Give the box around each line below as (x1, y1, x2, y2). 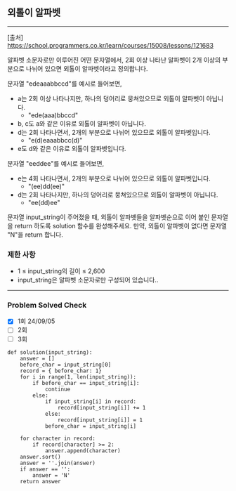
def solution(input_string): (7, 348, 93, 356)
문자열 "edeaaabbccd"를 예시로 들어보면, (7, 79, 122, 88)
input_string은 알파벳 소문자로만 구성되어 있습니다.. (17, 276, 159, 284)
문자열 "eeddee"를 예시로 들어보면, (7, 159, 105, 167)
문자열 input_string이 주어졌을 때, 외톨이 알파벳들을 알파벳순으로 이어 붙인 (7, 213, 210, 221)
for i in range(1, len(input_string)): (20, 373, 137, 381)
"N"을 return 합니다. (7, 230, 63, 239)
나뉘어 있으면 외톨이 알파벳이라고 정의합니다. (25, 64, 148, 72)
